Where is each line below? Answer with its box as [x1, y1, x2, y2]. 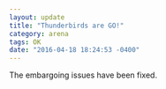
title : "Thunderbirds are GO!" [9, 21, 124, 30]
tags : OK [9, 37, 41, 47]
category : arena [9, 29, 69, 38]
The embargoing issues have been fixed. [9, 70, 157, 80]
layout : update [9, 12, 65, 22]
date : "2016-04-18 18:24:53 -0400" [9, 46, 140, 55]
